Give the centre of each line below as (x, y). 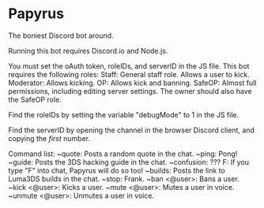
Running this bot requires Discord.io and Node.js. (88, 50)
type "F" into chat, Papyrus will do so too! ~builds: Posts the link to (117, 170)
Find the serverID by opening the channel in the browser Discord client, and (132, 130)
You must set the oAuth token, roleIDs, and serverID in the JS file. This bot (129, 66)
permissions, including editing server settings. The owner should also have (130, 91)
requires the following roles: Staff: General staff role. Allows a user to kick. (129, 74)
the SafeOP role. (35, 99)
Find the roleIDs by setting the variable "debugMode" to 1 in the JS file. (124, 114)
